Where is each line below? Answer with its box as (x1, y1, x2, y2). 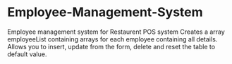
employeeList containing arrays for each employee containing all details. (7, 34, 218, 43)
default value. (7, 50, 47, 58)
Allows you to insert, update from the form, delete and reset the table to (7, 42, 216, 51)
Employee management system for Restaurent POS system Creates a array (7, 27, 226, 36)
